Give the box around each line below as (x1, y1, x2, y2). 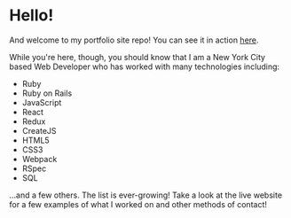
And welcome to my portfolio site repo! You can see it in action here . (9, 35, 259, 45)
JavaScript (21, 97, 62, 107)
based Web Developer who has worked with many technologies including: (9, 61, 280, 72)
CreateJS (21, 125, 57, 136)
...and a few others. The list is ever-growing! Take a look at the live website (9, 190, 282, 200)
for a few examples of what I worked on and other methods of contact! (9, 199, 268, 209)
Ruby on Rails (21, 88, 73, 98)
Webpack (21, 153, 58, 164)
